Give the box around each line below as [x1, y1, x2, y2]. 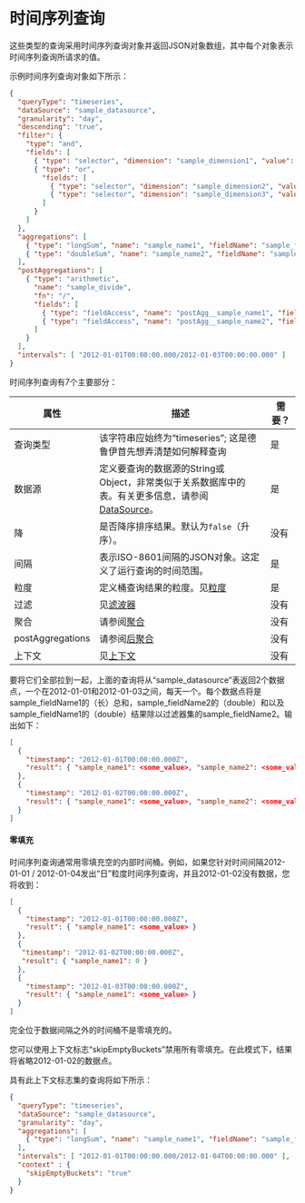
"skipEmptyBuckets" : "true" [25, 1168, 132, 1178]
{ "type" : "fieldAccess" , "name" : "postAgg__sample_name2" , [42, 317, 274, 326]
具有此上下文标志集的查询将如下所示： [9, 1075, 152, 1086]
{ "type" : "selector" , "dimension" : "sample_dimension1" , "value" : [33, 156, 295, 165]
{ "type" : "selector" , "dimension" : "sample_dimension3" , [49, 190, 274, 200]
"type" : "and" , [25, 140, 84, 149]
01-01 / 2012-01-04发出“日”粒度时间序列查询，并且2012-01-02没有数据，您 [9, 868, 290, 879]
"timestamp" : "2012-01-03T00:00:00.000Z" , [25, 981, 189, 991]
